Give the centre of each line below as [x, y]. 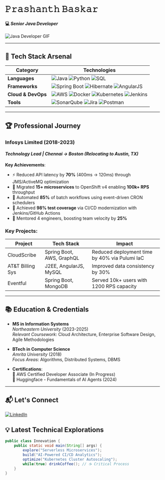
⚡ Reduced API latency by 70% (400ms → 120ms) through [71, 174]
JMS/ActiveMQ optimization [41, 182]
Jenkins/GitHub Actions [36, 213]
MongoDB [56, 286]
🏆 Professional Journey [43, 126]
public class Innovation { [33, 441]
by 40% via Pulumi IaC [118, 258]
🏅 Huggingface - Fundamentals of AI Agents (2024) [64, 379]
